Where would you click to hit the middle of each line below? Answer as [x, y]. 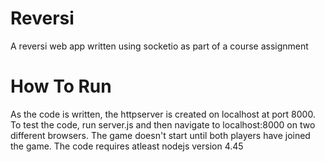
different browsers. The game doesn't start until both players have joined [160, 135]
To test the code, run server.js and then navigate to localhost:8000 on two [163, 124]
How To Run [61, 86]
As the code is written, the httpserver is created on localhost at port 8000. [163, 114]
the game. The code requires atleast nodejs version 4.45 [127, 146]
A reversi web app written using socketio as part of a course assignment [159, 46]
